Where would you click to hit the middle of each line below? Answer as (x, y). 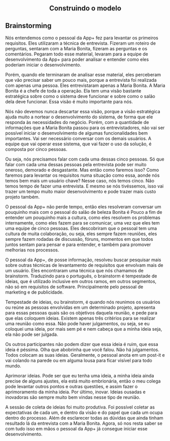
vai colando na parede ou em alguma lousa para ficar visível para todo (79, 361)
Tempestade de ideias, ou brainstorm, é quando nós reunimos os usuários (83, 302)
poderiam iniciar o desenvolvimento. (43, 65)
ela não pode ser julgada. (32, 334)
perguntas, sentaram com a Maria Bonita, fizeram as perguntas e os (76, 49)
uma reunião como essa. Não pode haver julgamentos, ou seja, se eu (77, 324)
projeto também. (23, 197)
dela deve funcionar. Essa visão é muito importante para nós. (69, 102)
